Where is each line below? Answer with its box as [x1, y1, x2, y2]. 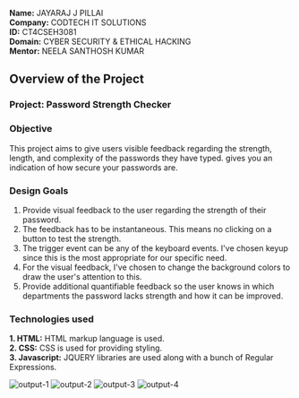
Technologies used [9, 313, 94, 325]
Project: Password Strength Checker [9, 99, 172, 111]
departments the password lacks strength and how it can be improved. [21, 290, 284, 301]
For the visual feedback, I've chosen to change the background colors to [21, 262, 291, 273]
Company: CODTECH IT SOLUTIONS [9, 17, 147, 28]
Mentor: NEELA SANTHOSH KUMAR [9, 46, 145, 56]
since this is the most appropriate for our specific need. [21, 252, 227, 263]
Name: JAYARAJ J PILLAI [9, 8, 104, 18]
